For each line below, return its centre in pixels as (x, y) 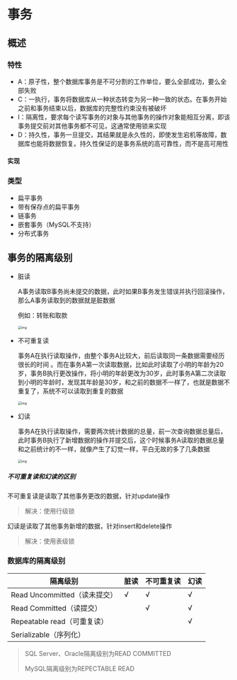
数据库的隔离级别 (36, 561)
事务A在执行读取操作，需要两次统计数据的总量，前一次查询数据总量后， (122, 431)
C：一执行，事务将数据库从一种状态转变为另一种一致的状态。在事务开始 (122, 99)
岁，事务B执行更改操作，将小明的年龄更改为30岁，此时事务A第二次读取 (122, 373)
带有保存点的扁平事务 (48, 207)
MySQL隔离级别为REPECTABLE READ (80, 668)
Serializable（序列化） (48, 635)
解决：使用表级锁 (50, 541)
